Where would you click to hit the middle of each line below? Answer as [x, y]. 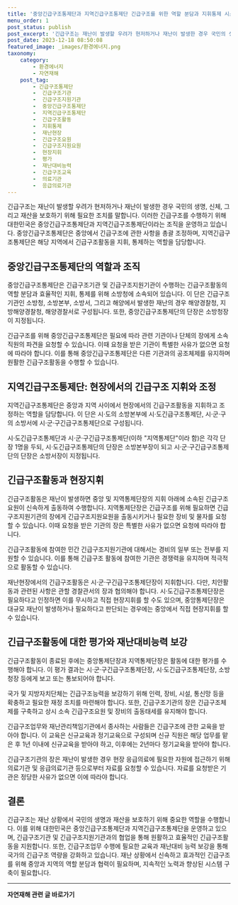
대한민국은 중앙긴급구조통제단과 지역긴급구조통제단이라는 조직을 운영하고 [108, 224]
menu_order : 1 [28, 21]
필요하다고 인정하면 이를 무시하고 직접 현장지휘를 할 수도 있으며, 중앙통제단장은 [116, 600]
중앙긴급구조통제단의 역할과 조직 [74, 267]
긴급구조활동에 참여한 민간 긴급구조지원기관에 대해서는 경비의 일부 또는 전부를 [114, 549]
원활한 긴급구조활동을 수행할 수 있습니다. [63, 362]
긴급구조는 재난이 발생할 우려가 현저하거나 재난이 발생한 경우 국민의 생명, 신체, [115, 207]
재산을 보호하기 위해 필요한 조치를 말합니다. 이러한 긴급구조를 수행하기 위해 [123, 215]
